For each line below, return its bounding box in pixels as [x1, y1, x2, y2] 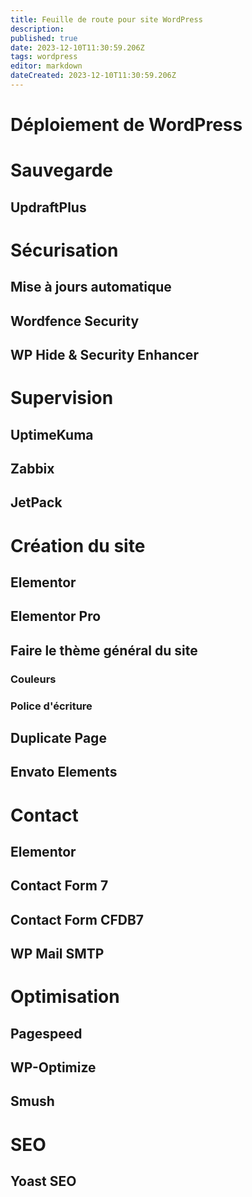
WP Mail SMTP [10, 946, 105, 963]
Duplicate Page [10, 729, 107, 746]
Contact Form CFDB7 [10, 911, 145, 928]
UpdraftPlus [10, 199, 87, 216]
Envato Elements [10, 764, 118, 781]
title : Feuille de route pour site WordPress [10, 14, 203, 25]
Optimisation [10, 986, 120, 1008]
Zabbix [10, 460, 55, 477]
